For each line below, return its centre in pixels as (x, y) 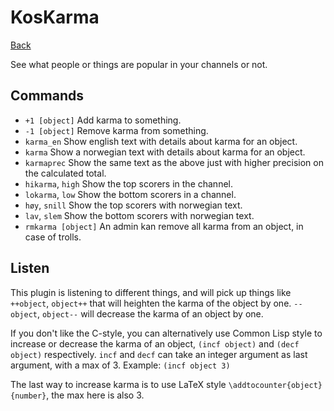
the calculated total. (65, 173)
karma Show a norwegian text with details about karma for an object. (165, 152)
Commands (47, 96)
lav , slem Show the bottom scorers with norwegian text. (139, 215)
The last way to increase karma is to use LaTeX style (118, 384)
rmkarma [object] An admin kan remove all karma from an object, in (164, 226)
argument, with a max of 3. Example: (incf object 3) (120, 365)
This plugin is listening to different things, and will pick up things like (151, 292)
